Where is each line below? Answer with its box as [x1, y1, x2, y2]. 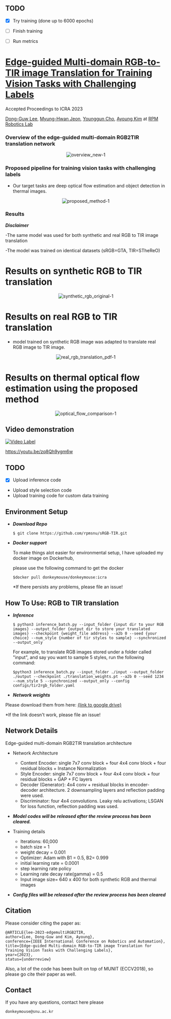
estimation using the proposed [5, 382, 138, 394]
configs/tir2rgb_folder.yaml [12, 683, 75, 688]
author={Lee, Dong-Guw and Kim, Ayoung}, [5, 934, 95, 939]
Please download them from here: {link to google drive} [5, 701, 122, 708]
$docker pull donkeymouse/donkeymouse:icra [12, 575, 107, 580]
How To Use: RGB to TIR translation [5, 598, 119, 607]
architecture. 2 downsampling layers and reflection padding [39, 787, 165, 793]
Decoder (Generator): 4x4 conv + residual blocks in [20, 781, 129, 788]
